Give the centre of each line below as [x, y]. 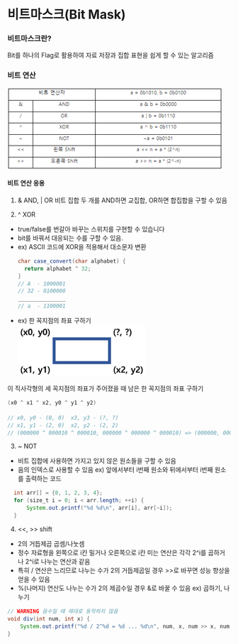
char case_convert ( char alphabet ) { [72, 261]
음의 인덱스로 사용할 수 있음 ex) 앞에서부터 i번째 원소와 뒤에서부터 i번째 [115, 470]
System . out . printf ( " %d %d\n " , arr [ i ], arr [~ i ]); [99, 508]
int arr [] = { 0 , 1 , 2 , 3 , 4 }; [58, 493]
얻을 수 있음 [34, 579]
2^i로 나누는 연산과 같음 [58, 561]
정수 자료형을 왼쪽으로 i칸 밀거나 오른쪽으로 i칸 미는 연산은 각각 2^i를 [112, 552]
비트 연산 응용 [26, 183]
